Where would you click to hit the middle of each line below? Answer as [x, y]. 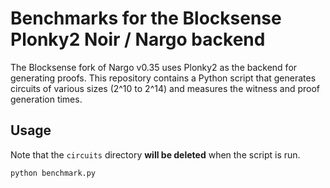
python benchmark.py [53, 173]
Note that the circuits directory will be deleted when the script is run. [155, 154]
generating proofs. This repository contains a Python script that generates [163, 78]
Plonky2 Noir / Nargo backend [138, 39]
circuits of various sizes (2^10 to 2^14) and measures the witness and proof [165, 88]
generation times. [46, 99]
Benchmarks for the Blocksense [146, 18]
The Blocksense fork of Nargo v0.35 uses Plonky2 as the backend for [154, 67]
